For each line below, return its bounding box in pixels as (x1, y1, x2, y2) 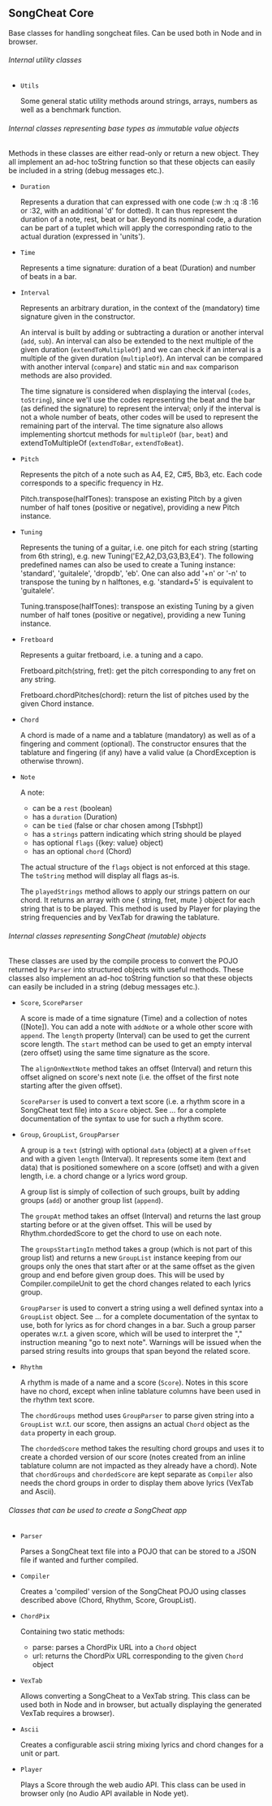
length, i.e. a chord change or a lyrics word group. (19, 1171, 188, 1181)
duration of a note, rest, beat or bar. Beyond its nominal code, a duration (19, 214, 262, 224)
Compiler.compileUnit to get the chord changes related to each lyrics (19, 1278, 252, 1289)
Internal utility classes (8, 55, 83, 65)
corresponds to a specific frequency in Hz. (19, 478, 164, 488)
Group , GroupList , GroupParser (19, 1130, 120, 1140)
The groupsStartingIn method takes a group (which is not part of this (19, 1244, 253, 1254)
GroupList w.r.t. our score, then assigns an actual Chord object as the (19, 1420, 250, 1429)
